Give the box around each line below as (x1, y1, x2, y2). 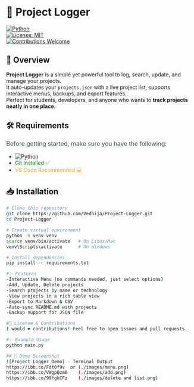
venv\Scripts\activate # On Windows (6, 244, 111, 250)
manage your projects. (6, 77, 61, 84)
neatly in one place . (6, 103, 56, 110)
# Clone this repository (6, 205, 68, 211)
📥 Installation (6, 186, 59, 196)
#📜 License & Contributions (6, 320, 76, 327)
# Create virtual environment (6, 227, 82, 233)
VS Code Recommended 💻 (14, 166, 82, 174)
